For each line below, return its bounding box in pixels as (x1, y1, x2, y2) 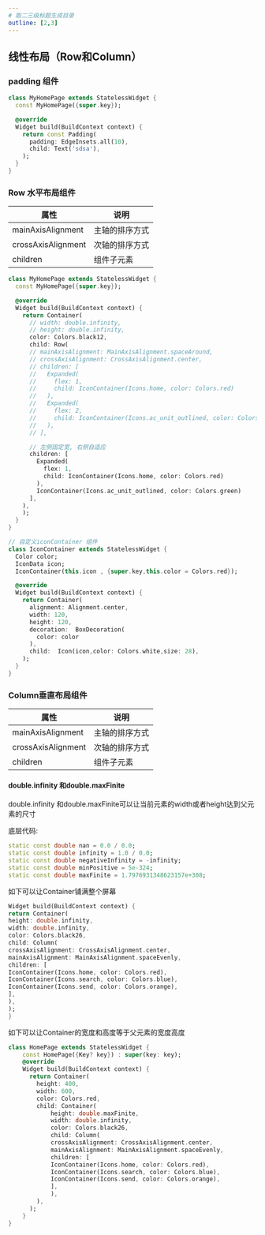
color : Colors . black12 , (28, 333, 108, 342)
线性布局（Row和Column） (8, 50, 142, 63)
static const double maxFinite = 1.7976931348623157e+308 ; (8, 871, 207, 879)
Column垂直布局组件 (8, 690, 88, 701)
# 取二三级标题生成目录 (8, 11, 75, 20)
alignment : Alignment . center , (28, 604, 129, 612)
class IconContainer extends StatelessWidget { (8, 545, 168, 553)
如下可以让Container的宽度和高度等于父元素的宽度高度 (8, 1027, 185, 1037)
